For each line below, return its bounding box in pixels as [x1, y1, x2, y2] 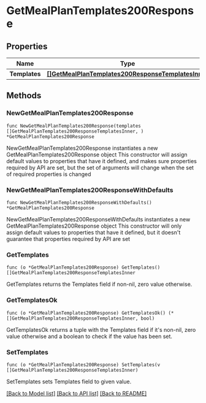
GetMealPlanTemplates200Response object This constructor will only [6, 222, 182, 229]
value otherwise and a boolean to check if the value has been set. [6, 332, 173, 340]
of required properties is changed [6, 170, 91, 178]
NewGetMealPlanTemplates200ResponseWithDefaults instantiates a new [6, 215, 191, 223]
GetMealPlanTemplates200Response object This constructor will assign [6, 151, 188, 158]
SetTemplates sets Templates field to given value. [6, 378, 132, 385]
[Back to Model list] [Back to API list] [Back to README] [6, 390, 147, 397]
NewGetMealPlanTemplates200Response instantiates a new [6, 144, 158, 152]
